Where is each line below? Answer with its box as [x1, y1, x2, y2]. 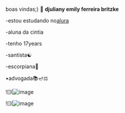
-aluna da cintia [5, 28, 44, 35]
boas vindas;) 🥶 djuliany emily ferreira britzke [5, 6, 119, 12]
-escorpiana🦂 [5, 63, 39, 70]
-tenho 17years [5, 40, 42, 47]
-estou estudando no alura [5, 17, 69, 24]
